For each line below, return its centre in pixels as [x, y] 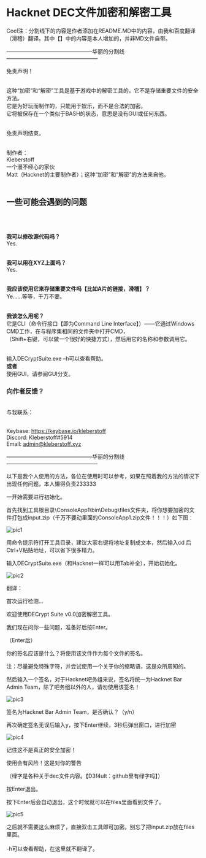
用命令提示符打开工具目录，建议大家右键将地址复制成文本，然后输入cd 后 [99, 543]
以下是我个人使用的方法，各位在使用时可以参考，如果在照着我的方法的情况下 [103, 477]
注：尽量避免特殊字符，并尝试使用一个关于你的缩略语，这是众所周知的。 [97, 667]
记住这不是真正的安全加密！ [41, 750]
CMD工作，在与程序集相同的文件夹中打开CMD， [67, 331]
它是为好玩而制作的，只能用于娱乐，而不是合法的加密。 [76, 105]
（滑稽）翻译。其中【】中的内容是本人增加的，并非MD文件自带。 [89, 38]
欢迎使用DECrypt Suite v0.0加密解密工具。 [60, 615]
